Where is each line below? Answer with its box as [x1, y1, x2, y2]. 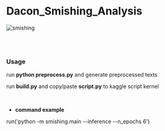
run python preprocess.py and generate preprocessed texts [6, 71, 158, 78]
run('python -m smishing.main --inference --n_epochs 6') [6, 118, 150, 125]
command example [15, 106, 65, 113]
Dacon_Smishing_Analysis [6, 4, 143, 18]
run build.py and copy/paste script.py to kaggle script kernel [6, 83, 159, 90]
